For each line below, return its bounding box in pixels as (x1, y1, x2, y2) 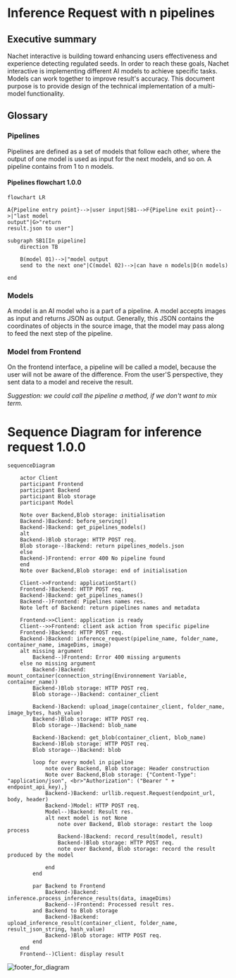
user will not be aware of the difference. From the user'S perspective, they (7, 370, 223, 379)
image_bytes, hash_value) (7, 709, 83, 717)
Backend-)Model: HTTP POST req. (44, 802, 140, 810)
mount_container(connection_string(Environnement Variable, (7, 673, 188, 680)
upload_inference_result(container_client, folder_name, (7, 920, 178, 927)
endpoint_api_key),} (7, 784, 68, 791)
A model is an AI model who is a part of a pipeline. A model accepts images (7, 307, 226, 315)
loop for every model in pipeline (32, 759, 134, 766)
